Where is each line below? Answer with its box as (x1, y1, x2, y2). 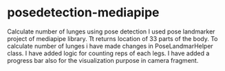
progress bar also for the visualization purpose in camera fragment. (7, 56, 199, 64)
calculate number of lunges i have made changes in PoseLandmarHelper (7, 42, 213, 50)
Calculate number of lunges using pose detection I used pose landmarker (7, 27, 215, 35)
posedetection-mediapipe (7, 5, 160, 20)
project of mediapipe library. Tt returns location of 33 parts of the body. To (7, 34, 218, 42)
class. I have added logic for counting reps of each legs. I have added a (7, 49, 210, 57)
